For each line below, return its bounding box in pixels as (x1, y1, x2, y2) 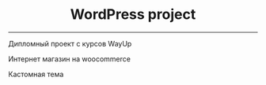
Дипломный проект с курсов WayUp (8, 39, 132, 48)
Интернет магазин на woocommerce (8, 54, 131, 64)
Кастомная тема (8, 69, 64, 79)
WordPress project (70, 6, 196, 24)
